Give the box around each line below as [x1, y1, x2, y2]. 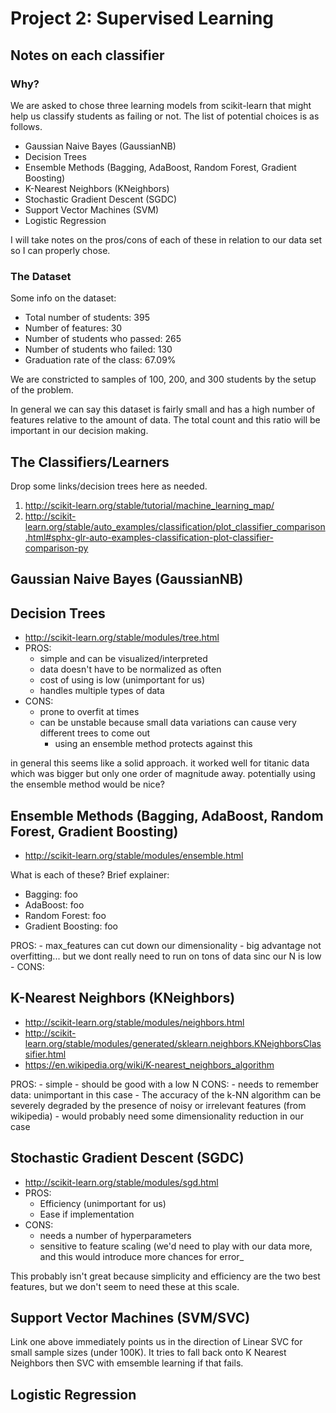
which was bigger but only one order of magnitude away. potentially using [10, 768, 316, 780]
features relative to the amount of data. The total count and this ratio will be [10, 414, 321, 426]
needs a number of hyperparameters [39, 1229, 192, 1241]
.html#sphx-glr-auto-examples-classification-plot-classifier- [24, 531, 274, 543]
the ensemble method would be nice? [10, 778, 165, 791]
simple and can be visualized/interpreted [39, 653, 208, 665]
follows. [10, 120, 43, 132]
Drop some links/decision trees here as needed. [10, 480, 208, 492]
